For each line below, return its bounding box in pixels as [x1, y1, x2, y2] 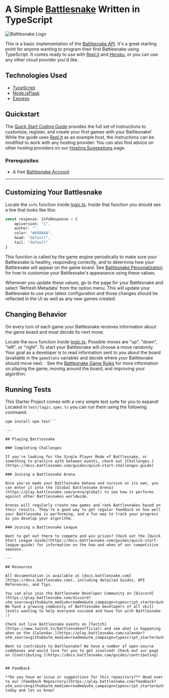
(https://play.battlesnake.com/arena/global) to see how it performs [5, 490, 154, 495]
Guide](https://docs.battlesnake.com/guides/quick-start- [34, 538, 158, 543]
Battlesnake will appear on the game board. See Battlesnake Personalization [5, 264, 163, 270]
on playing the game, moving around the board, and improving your [5, 365, 145, 371]
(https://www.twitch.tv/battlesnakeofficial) [5, 626, 102, 632]
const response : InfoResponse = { [5, 217, 78, 222]
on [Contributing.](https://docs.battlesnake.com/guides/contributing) [5, 653, 158, 658]
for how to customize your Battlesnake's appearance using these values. [5, 269, 156, 275]
